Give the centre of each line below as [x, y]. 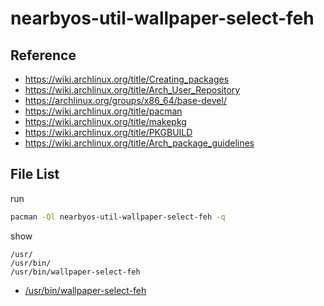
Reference [43, 55]
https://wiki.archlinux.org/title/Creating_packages [127, 79]
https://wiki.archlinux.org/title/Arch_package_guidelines [139, 143]
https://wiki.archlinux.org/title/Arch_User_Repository [132, 90]
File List [35, 174]
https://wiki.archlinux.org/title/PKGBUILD [108, 132]
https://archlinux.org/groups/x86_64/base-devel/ [125, 100]
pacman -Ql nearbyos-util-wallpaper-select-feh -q [118, 217]
